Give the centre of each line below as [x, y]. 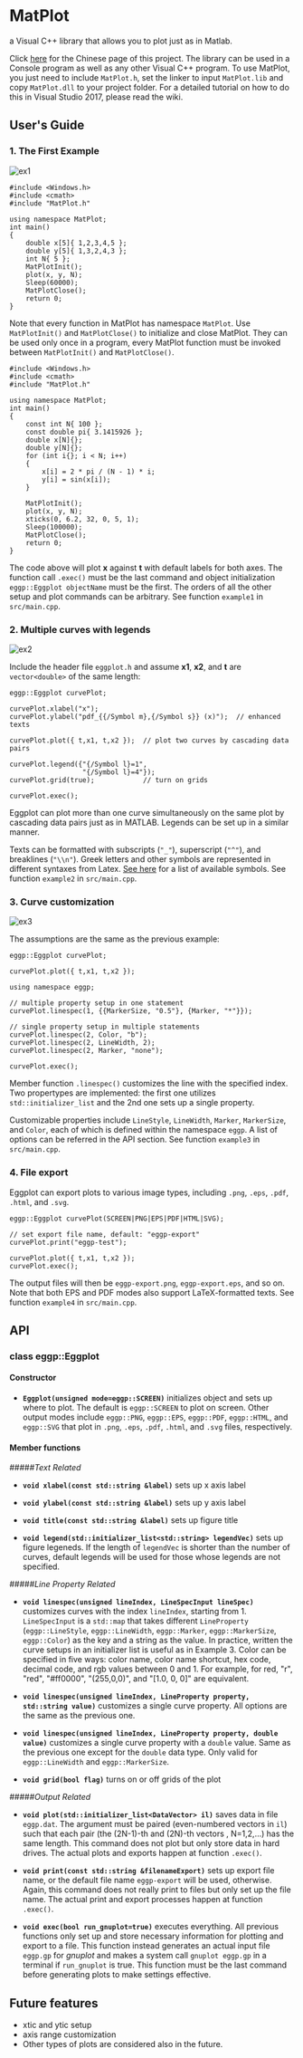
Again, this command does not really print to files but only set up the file [156, 1890]
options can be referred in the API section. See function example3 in [135, 1139]
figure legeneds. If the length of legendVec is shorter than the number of [156, 1547]
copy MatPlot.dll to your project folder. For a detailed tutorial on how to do [149, 87]
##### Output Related [50, 1797]
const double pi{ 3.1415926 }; [85, 432]
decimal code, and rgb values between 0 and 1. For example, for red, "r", [157, 1669]
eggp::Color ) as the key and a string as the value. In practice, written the [157, 1641]
